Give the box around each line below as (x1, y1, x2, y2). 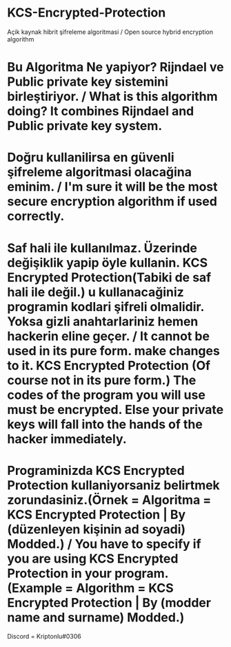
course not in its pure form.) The (7, 372, 197, 388)
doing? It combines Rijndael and (7, 104, 194, 119)
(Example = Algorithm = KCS (7, 580, 174, 596)
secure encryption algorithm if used (7, 194, 217, 209)
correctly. (7, 209, 65, 224)
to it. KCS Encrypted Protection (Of (7, 357, 211, 373)
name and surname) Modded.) (7, 610, 185, 625)
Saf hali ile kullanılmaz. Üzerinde (7, 240, 198, 256)
